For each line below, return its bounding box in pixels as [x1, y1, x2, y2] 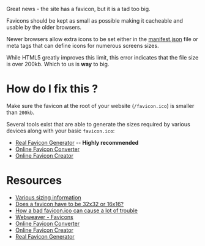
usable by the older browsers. [6, 24, 81, 31]
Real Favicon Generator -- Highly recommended [15, 139, 139, 146]
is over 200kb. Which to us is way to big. [6, 61, 110, 67]
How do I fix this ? [6, 82, 99, 96]
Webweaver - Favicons [15, 213, 73, 220]
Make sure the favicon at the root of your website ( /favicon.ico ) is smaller [6, 102, 195, 109]
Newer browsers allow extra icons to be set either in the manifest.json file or [6, 36, 199, 42]
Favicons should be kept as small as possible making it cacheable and [6, 17, 184, 24]
